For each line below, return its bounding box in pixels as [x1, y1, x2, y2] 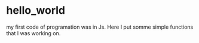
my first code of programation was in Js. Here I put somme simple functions [6, 23, 194, 30]
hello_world [6, 4, 66, 17]
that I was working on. [6, 29, 61, 36]
